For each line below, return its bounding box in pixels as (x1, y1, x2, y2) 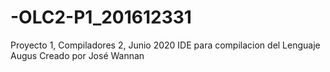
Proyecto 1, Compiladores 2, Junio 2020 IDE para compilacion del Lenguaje (10, 39, 321, 51)
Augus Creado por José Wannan (10, 49, 145, 61)
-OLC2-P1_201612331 (10, 6, 192, 29)
